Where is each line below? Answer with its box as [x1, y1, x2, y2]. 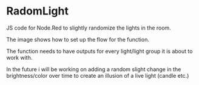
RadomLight [6, 4, 69, 18]
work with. [6, 54, 33, 61]
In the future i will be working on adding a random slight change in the [6, 65, 181, 73]
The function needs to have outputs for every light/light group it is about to [6, 47, 193, 55]
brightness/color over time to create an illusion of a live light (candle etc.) [6, 72, 189, 79]
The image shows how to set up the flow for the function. [6, 36, 150, 43]
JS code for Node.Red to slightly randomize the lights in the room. [6, 24, 171, 31]
